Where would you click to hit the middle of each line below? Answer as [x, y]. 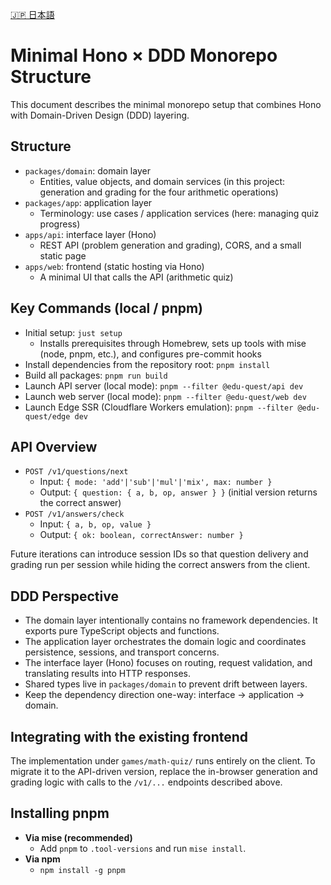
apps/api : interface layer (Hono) [90, 234]
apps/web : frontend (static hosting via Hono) [114, 266]
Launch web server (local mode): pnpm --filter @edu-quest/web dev [165, 396]
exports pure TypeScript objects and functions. [122, 631]
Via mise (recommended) [78, 837]
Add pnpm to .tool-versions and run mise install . [143, 848]
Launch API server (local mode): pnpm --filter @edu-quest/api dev [164, 385]
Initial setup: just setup [73, 332]
